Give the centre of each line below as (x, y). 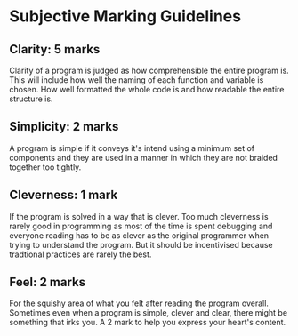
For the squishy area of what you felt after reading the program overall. (139, 303)
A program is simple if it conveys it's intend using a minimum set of (132, 148)
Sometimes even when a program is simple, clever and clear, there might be (148, 313)
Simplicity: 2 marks (64, 127)
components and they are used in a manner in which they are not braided (144, 157)
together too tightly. (45, 167)
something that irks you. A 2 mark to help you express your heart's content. (148, 323)
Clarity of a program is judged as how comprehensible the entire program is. (149, 70)
